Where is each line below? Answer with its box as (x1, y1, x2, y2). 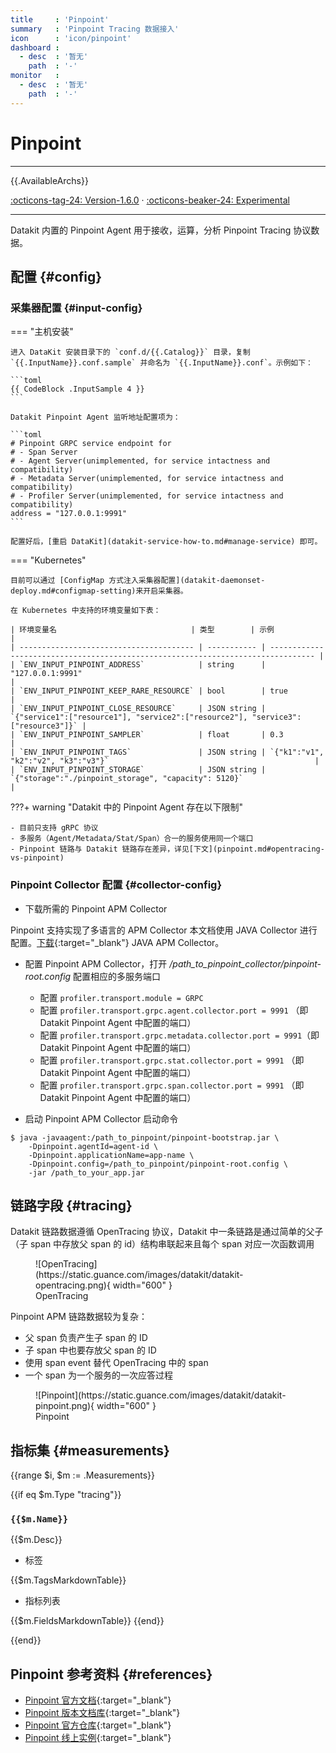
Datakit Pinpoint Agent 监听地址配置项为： (10, 412, 181, 423)
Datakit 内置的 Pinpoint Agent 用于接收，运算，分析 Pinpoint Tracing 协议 (10, 224, 312, 236)
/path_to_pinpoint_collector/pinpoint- (169, 957, 322, 970)
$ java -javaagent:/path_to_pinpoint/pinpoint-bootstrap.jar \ (10, 1132, 280, 1143)
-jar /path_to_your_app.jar (28, 1167, 145, 1178)
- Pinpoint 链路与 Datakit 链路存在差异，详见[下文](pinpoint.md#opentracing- (10, 844, 325, 855)
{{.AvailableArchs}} (10, 174, 89, 186)
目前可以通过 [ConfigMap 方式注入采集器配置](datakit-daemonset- (10, 576, 266, 586)
